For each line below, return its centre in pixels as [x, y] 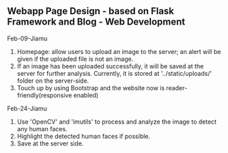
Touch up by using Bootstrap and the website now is [91, 87]
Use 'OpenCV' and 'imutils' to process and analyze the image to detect [117, 122]
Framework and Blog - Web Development [96, 22]
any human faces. [42, 128]
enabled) [86, 95]
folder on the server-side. [53, 81]
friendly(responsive [44, 95]
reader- [177, 87]
